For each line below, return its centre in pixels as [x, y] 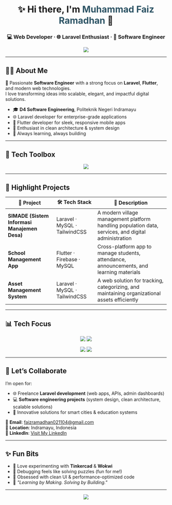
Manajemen [23, 228]
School [17, 253]
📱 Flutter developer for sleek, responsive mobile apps [69, 123]
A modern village [117, 213]
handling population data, [128, 225]
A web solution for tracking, [130, 280]
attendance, [112, 259]
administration [114, 238]
